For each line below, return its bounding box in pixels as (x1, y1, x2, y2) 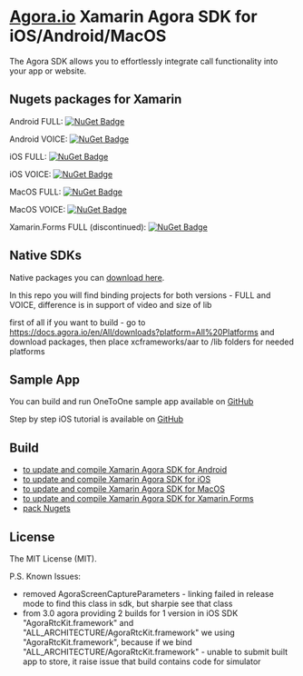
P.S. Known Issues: (9, 571, 82, 582)
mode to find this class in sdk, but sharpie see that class (22, 598, 233, 609)
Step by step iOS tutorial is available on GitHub (9, 413, 184, 424)
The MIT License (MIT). (9, 553, 97, 564)
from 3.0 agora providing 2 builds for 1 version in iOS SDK (22, 608, 239, 619)
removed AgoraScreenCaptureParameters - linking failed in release (22, 589, 274, 599)
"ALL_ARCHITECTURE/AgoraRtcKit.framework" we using (22, 627, 236, 638)
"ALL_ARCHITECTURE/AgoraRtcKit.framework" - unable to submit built (22, 647, 288, 657)
